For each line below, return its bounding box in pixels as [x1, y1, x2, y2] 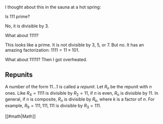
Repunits [5, 71, 33, 79]
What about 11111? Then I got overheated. [5, 57, 88, 62]
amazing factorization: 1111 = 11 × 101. [5, 47, 79, 53]
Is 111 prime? [5, 14, 30, 19]
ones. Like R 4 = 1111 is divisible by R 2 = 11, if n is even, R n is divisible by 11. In [5, 90, 159, 97]
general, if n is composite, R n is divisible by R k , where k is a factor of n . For [5, 96, 155, 103]
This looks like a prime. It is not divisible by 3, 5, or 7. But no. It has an [5, 42, 145, 48]
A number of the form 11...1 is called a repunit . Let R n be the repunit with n [5, 83, 152, 91]
